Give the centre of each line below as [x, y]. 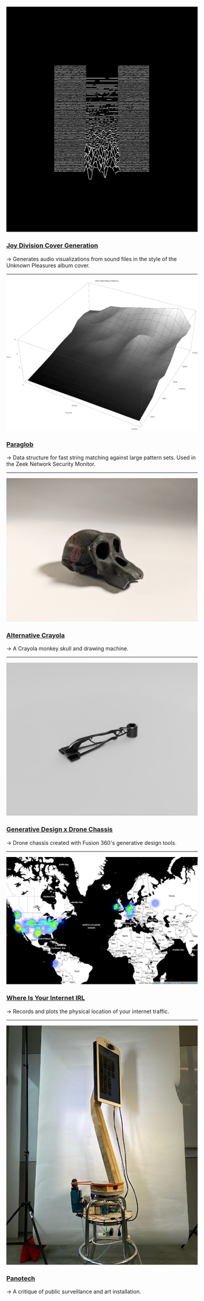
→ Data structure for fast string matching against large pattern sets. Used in [101, 457]
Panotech [21, 1278]
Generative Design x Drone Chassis [59, 830]
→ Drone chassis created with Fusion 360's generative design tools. [92, 842]
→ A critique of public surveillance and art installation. [74, 1292]
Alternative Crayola [36, 635]
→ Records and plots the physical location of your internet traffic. [88, 1011]
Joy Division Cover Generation [52, 245]
